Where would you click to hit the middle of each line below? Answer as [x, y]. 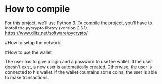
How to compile [38, 9]
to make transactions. [27, 77]
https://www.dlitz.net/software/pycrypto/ [47, 33]
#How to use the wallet [28, 52]
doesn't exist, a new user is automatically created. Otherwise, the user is [79, 67]
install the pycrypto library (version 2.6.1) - [48, 28]
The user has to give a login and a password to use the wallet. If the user [79, 61]
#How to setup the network [33, 42]
